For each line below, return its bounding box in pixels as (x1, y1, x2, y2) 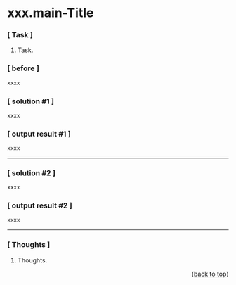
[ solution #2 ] (7, 167, 56, 177)
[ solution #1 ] (7, 96, 55, 106)
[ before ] (7, 63, 40, 73)
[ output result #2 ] (7, 201, 72, 210)
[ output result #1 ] (7, 129, 72, 139)
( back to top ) (191, 270, 229, 278)
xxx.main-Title (7, 5, 94, 21)
